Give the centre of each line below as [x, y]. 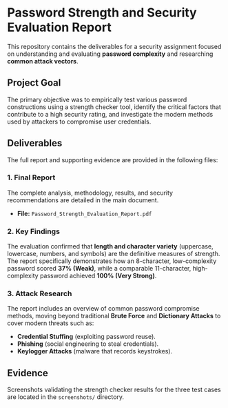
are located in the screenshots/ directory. [66, 397]
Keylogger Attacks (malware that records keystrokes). [95, 351]
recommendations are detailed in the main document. [83, 200]
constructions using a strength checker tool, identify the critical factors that [114, 107]
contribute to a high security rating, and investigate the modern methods [110, 114]
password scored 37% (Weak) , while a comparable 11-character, [99, 269]
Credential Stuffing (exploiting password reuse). [86, 337]
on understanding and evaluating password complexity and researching [110, 54]
